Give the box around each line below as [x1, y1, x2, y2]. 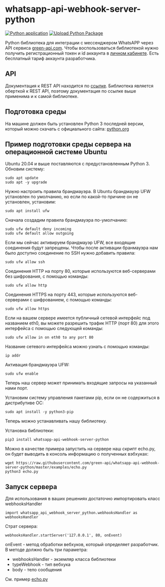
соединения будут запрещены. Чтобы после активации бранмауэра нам [5, 245, 159, 251]
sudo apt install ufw [5, 208, 50, 214]
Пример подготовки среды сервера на [5, 140, 132, 148]
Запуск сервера [5, 483, 58, 491]
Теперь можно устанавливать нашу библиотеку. [5, 418, 107, 424]
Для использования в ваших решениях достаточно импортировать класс [5, 496, 160, 502]
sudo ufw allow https [5, 306, 50, 311]
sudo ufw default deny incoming [5, 227, 71, 232]
